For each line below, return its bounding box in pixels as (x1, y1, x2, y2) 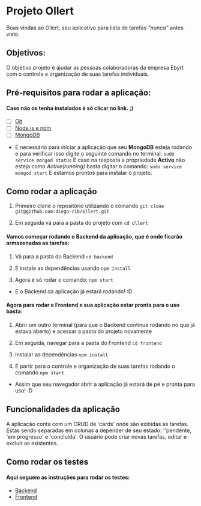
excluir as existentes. (6, 439, 58, 447)
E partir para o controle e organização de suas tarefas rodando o (14, 362, 175, 370)
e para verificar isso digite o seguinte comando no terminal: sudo (14, 150, 175, 157)
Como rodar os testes (6, 457, 89, 467)
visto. (6, 30, 20, 37)
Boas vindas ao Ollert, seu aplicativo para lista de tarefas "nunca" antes (6, 24, 184, 31)
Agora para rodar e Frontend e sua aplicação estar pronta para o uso (6, 302, 180, 309)
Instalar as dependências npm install (14, 350, 109, 358)
